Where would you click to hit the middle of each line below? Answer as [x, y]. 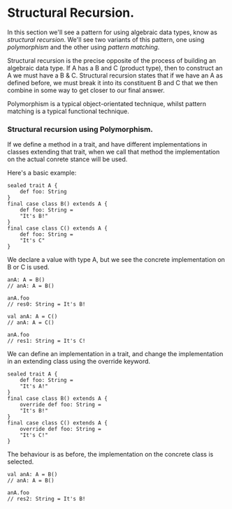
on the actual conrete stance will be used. [67, 159]
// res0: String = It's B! [46, 304]
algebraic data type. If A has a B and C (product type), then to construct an [115, 68]
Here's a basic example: [42, 173]
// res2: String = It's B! [46, 499]
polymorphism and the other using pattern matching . [84, 47]
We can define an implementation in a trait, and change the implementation [115, 354]
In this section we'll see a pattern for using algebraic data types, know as [113, 32]
